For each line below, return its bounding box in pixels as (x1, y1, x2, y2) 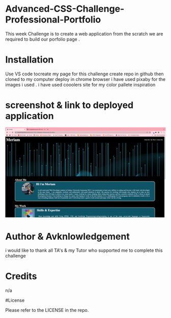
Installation (5, 54, 54, 66)
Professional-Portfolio (5, 14, 101, 25)
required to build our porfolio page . (5, 36, 80, 42)
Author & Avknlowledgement (5, 230, 130, 242)
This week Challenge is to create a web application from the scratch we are (5, 31, 164, 37)
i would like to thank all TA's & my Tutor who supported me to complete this (5, 247, 163, 253)
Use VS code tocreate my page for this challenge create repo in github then (5, 71, 164, 77)
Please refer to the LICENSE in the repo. (5, 307, 89, 313)
